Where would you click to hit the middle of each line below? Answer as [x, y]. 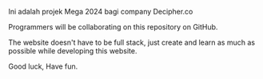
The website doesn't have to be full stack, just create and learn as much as [132, 42]
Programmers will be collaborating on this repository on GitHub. [113, 27]
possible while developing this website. [73, 51]
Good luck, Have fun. [43, 66]
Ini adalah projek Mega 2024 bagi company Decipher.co [101, 12]
